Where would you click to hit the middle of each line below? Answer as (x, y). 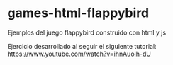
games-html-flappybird (78, 13)
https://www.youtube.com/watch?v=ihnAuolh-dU (79, 54)
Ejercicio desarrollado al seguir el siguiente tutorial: (82, 46)
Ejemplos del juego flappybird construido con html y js (87, 32)
